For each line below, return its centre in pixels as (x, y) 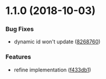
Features (18, 57)
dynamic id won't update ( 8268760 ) (57, 42)
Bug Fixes (20, 29)
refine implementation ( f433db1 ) (52, 70)
